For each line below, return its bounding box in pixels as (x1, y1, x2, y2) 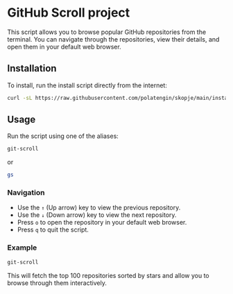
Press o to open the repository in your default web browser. (17, 218, 187, 227)
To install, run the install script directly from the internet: (7, 81, 168, 89)
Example (7, 243, 37, 252)
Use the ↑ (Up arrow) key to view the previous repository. (17, 203, 181, 212)
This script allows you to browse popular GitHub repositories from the (7, 28, 207, 36)
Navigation (7, 188, 45, 198)
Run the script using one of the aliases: (7, 132, 119, 140)
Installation (7, 62, 57, 74)
